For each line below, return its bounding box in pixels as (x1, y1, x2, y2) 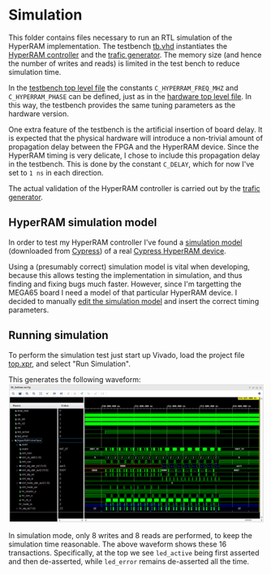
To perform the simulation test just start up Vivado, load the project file (8, 350, 245, 359)
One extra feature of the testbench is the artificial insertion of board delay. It (8, 124, 263, 134)
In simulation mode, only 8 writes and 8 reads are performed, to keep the (8, 531, 253, 541)
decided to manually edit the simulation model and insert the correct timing (8, 296, 260, 306)
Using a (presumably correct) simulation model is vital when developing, (8, 262, 250, 272)
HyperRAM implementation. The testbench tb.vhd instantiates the (8, 41, 228, 50)
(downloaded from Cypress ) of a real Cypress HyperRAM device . (8, 246, 227, 255)
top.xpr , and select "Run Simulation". (8, 359, 131, 368)
